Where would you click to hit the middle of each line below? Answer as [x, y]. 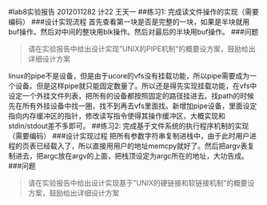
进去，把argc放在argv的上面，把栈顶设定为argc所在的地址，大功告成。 [132, 156]
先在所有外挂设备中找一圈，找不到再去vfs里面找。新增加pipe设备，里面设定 [133, 106]
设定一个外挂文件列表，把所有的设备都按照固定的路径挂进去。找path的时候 [131, 96]
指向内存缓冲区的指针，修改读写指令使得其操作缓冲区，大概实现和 [117, 116]
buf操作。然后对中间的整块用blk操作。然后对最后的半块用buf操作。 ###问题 [133, 32]
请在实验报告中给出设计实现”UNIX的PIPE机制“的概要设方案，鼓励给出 [141, 49]
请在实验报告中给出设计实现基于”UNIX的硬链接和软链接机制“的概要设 [141, 183]
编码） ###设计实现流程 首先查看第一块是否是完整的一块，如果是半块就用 [129, 22]
